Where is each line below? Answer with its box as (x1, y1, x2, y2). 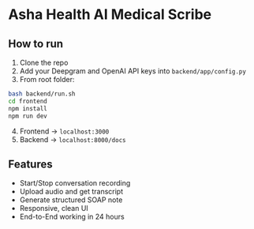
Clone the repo (19, 58, 69, 67)
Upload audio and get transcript (19, 187, 124, 197)
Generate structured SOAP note (19, 195, 123, 205)
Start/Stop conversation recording (19, 178, 131, 188)
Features (8, 157, 53, 171)
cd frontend (8, 97, 47, 105)
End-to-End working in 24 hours (19, 212, 125, 222)
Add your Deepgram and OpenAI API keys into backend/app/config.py (19, 66, 247, 76)
